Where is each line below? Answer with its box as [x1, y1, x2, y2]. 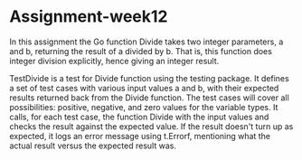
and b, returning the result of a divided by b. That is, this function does [9, 45, 273, 56]
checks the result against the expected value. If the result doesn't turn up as [9, 120, 294, 132]
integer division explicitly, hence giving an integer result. [9, 55, 220, 66]
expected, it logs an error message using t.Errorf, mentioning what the [9, 130, 271, 141]
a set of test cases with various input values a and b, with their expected [9, 82, 279, 93]
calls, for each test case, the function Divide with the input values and [9, 111, 269, 122]
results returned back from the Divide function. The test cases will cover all [9, 92, 289, 103]
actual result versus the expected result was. [9, 140, 176, 151]
